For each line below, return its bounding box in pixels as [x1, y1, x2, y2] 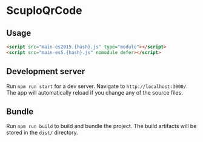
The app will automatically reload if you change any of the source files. [6, 89, 183, 96]
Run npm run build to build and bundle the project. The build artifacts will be [6, 123, 197, 130]
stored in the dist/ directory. [6, 129, 79, 137]
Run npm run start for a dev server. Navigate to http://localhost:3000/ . [6, 83, 188, 90]
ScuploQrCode [6, 4, 83, 18]
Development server [6, 66, 85, 76]
